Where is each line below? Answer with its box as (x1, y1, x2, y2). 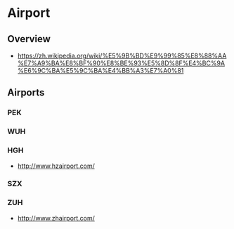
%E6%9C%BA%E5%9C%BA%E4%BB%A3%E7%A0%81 (17, 67, 184, 74)
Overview (7, 33, 51, 45)
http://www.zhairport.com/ (17, 214, 95, 222)
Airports (7, 86, 45, 99)
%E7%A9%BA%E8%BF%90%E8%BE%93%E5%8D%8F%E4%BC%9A (17, 59, 226, 67)
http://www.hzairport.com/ (17, 162, 95, 170)
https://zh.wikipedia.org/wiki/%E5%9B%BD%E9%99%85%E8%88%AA (17, 51, 227, 60)
